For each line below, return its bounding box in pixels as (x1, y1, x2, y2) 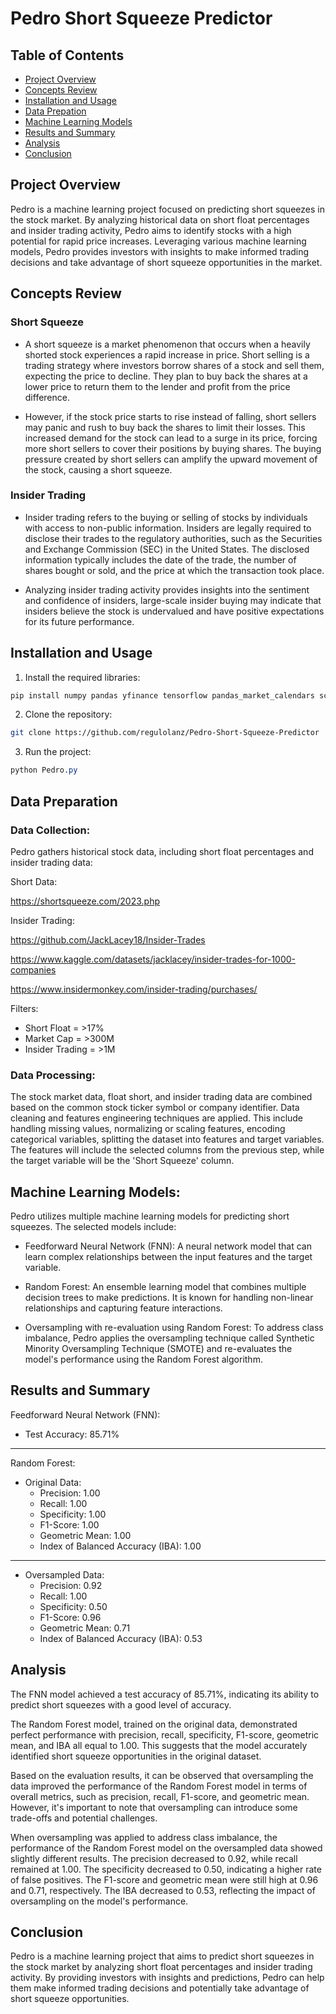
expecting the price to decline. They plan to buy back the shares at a (24, 370, 308, 382)
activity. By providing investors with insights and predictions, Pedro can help (10, 1972, 325, 1984)
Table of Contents (10, 47, 125, 64)
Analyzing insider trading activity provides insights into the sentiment (24, 583, 310, 596)
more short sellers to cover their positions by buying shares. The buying (24, 442, 322, 454)
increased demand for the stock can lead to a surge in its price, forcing (24, 432, 318, 444)
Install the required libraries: (24, 671, 141, 683)
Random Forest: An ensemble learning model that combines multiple (24, 1281, 307, 1293)
